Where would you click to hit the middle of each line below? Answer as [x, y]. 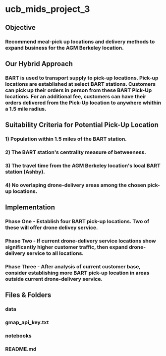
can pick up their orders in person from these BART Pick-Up [79, 90]
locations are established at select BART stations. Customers [81, 84]
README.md [21, 349]
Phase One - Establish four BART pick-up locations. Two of [77, 222]
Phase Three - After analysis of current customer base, [73, 267]
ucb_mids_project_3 [48, 9]
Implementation [30, 208]
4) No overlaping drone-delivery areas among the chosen [76, 185]
